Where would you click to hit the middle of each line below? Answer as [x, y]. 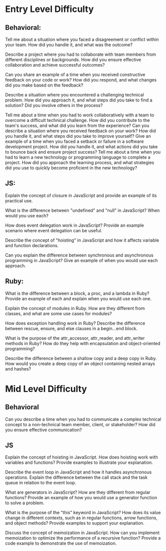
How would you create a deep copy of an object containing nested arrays [80, 364]
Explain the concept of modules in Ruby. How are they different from [75, 308]
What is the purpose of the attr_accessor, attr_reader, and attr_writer [75, 338]
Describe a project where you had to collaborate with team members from [81, 54]
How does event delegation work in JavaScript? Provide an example [75, 225]
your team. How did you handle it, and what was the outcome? [69, 45]
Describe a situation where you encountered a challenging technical [75, 95]
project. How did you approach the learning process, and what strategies [80, 162]
